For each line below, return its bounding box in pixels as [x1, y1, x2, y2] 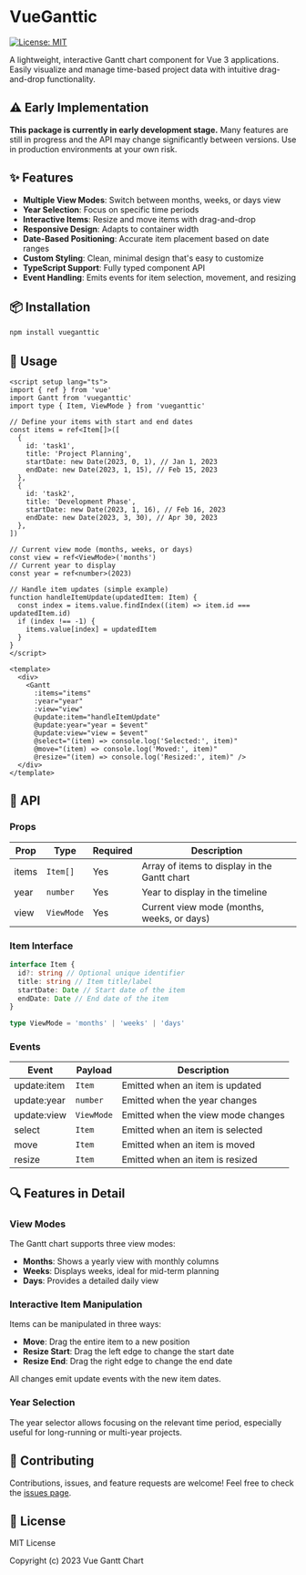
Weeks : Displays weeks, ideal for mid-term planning [22, 1266, 219, 1277]
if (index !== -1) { [17, 617, 96, 627]
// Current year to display [9, 561, 117, 571]
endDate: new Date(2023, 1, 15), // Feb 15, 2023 [25, 465, 219, 475]
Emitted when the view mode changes [121, 1109, 285, 1122]
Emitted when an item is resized [121, 1154, 258, 1166]
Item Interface [9, 939, 74, 952]
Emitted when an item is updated [121, 1079, 262, 1092]
